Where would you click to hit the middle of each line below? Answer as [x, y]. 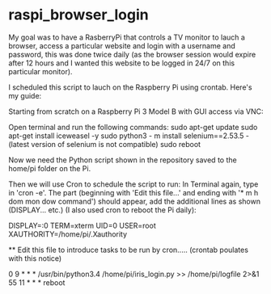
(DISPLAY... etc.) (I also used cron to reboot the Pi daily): [102, 210]
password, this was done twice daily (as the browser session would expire [132, 54]
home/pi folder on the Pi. [50, 168]
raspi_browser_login [78, 15]
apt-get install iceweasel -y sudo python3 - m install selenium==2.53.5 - [129, 136]
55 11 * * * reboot [37, 282]
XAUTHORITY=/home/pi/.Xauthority [68, 234]
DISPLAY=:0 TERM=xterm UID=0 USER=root [82, 225]
